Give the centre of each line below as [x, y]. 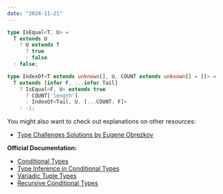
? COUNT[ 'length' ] [51, 96]
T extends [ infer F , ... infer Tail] [66, 83]
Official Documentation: [42, 148]
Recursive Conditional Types [57, 183]
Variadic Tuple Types [47, 176]
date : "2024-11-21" [35, 13]
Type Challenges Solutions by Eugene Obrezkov [85, 135]
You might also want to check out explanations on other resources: [102, 121]
